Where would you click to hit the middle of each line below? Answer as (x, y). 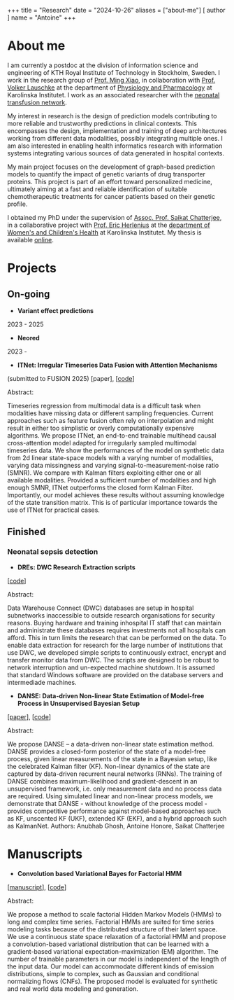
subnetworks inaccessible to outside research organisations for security (111, 615)
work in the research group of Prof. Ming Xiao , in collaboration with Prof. (111, 80)
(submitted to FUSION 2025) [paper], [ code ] (71, 378)
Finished (27, 532)
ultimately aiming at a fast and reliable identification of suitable (97, 189)
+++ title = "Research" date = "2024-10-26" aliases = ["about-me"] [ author (116, 10)
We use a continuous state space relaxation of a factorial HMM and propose (117, 936)
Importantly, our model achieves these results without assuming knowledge (116, 495)
